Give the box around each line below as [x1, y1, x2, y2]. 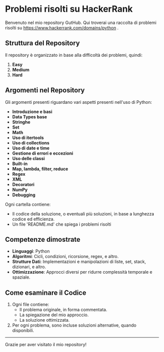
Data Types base [12, 114, 47, 119]
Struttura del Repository [5, 39, 80, 47]
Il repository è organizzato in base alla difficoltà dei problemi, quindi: [5, 52, 143, 58]
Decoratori [12, 181, 35, 187]
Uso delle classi [12, 155, 45, 161]
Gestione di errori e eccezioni [12, 150, 73, 156]
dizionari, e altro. [12, 264, 46, 270]
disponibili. [12, 328, 34, 333]
